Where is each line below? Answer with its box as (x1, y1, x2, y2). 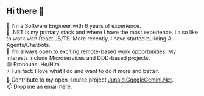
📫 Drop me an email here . (6, 83, 72, 90)
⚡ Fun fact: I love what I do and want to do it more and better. (6, 67, 160, 74)
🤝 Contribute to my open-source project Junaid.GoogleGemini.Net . (6, 76, 174, 83)
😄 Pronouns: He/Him (6, 60, 60, 68)
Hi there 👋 (6, 6, 44, 16)
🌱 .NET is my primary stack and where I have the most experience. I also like (6, 28, 199, 36)
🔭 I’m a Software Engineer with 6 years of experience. (6, 22, 141, 29)
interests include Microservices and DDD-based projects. (6, 54, 150, 61)
